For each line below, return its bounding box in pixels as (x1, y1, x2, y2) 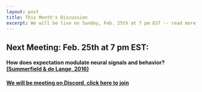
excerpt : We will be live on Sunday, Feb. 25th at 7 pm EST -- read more (6, 20, 197, 26)
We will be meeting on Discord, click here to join (6, 79, 129, 86)
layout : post (6, 8, 39, 15)
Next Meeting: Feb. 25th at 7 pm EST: (6, 42, 149, 52)
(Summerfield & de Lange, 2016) (6, 66, 90, 73)
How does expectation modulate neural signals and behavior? (6, 59, 165, 66)
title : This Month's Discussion (6, 14, 88, 20)
